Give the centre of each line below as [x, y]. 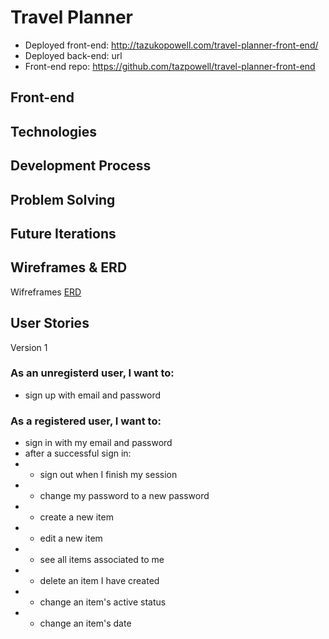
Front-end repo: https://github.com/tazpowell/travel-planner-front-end [170, 66]
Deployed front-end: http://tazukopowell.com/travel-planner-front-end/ [171, 45]
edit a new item [71, 538]
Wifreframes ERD [46, 292]
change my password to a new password [124, 496]
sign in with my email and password [98, 443]
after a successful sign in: [78, 453]
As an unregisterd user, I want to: [92, 373]
